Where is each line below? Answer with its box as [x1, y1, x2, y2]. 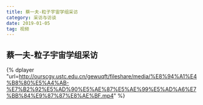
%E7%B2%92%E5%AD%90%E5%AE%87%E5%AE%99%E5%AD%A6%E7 [6, 86, 196, 93]
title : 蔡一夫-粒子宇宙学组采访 [6, 8, 78, 15]
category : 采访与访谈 [6, 15, 57, 21]
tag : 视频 [6, 25, 29, 32]
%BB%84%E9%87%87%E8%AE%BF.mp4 [6, 92, 114, 100]
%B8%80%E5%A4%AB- [6, 80, 69, 87]
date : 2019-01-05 [6, 20, 50, 26]
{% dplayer [6, 66, 35, 73]
